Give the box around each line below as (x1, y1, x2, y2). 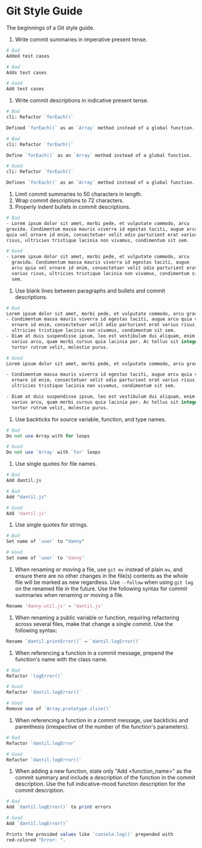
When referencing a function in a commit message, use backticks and (14, 716, 188, 723)
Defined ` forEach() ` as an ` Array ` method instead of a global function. (6, 125, 195, 131)
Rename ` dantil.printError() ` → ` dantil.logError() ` (6, 638, 141, 645)
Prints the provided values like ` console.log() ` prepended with (6, 831, 173, 837)
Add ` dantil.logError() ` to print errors (6, 804, 112, 810)
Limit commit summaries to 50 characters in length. (14, 191, 142, 198)
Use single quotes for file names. (14, 460, 97, 468)
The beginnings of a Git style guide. (6, 24, 95, 31)
